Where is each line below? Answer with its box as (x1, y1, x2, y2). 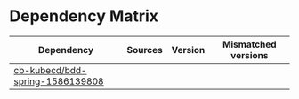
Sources (126, 43, 163, 56)
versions (230, 49, 269, 61)
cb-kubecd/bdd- (13, 64, 87, 76)
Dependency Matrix (9, 6, 158, 27)
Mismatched (222, 38, 278, 50)
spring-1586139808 (13, 75, 104, 88)
